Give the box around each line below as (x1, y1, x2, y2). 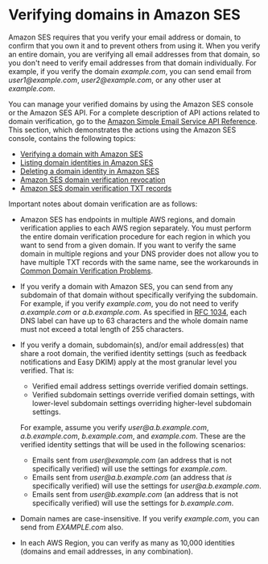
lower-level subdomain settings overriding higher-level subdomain (31, 398, 252, 408)
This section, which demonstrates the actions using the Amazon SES (8, 125, 237, 135)
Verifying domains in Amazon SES (8, 6, 241, 24)
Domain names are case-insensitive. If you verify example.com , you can (19, 513, 260, 523)
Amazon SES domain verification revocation (19, 175, 166, 185)
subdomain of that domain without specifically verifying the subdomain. (19, 290, 258, 300)
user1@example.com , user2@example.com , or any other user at (8, 75, 221, 85)
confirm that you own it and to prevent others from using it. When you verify (8, 40, 261, 50)
